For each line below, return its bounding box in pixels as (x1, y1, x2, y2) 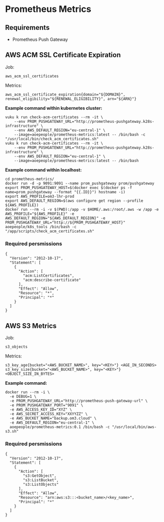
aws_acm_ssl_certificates (5, 74, 59, 79)
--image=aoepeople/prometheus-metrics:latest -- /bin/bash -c (14, 132, 146, 137)
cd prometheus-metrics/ (5, 176, 55, 181)
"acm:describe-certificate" (23, 277, 81, 283)
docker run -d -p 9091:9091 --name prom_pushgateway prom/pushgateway (5, 180, 155, 186)
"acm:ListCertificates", (23, 273, 75, 278)
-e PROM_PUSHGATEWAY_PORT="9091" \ (9, 403, 83, 408)
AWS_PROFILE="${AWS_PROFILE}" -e (5, 211, 75, 216)
